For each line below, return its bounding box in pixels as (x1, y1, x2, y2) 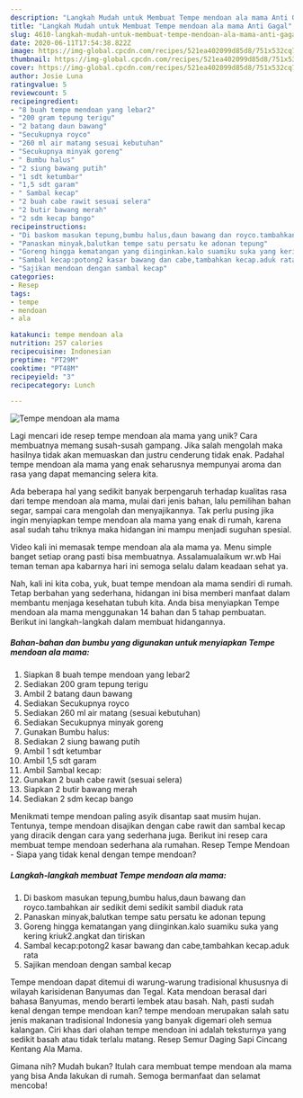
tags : (10, 289, 31, 298)
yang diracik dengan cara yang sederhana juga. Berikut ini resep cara (10, 830, 268, 841)
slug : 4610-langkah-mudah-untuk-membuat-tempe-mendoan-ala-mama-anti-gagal (10, 30, 300, 39)
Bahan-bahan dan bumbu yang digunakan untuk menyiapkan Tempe (10, 637, 275, 647)
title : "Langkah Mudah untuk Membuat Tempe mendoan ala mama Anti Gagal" (10, 22, 293, 31)
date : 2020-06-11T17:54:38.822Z (10, 38, 131, 48)
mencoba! (10, 1080, 48, 1091)
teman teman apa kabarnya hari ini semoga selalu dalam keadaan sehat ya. (10, 561, 289, 572)
